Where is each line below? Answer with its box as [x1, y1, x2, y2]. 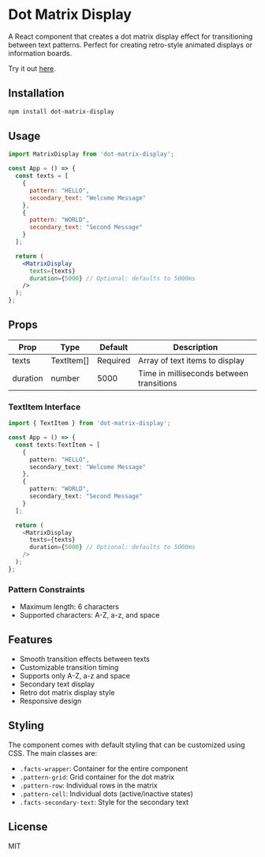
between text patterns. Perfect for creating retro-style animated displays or [8, 39, 253, 49]
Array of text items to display [137, 355, 244, 366]
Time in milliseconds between [137, 367, 248, 378]
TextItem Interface [8, 401, 81, 412]
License [8, 820, 48, 834]
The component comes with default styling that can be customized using [8, 740, 246, 750]
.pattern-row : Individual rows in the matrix [19, 780, 158, 790]
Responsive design [19, 696, 82, 705]
